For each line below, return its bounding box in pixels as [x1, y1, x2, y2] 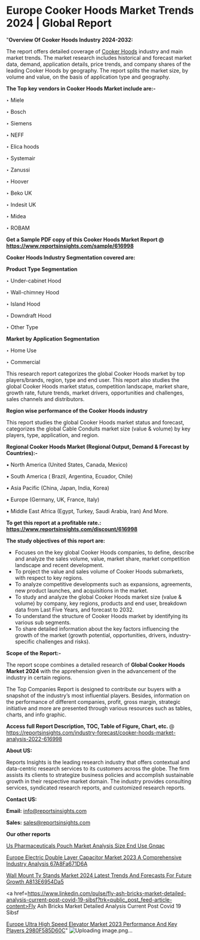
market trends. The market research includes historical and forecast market [6, 54, 192, 61]
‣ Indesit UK [6, 201, 36, 208]
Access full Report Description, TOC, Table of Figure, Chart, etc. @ [6, 722, 175, 730]
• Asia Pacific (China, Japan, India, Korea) [6, 484, 109, 492]
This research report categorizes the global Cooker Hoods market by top [6, 370, 185, 377]
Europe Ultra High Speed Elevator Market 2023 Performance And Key [6, 920, 178, 927]
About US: [6, 747, 33, 754]
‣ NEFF [6, 131, 24, 138]
